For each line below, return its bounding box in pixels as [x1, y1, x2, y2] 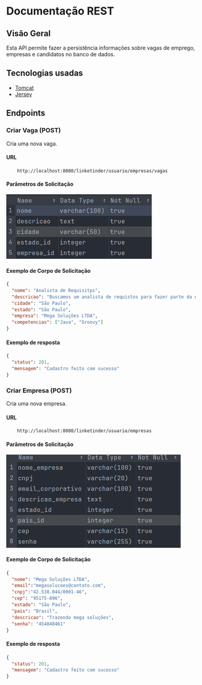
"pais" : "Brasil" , [11, 608, 58, 614]
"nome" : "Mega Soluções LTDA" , [11, 576, 90, 582]
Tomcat [14, 84, 34, 91]
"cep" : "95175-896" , [11, 596, 63, 602]
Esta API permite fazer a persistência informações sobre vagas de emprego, [6, 44, 195, 51]
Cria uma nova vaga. [6, 140, 58, 147]
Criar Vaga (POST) [6, 126, 61, 135]
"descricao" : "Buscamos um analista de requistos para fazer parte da [11, 294, 192, 300]
